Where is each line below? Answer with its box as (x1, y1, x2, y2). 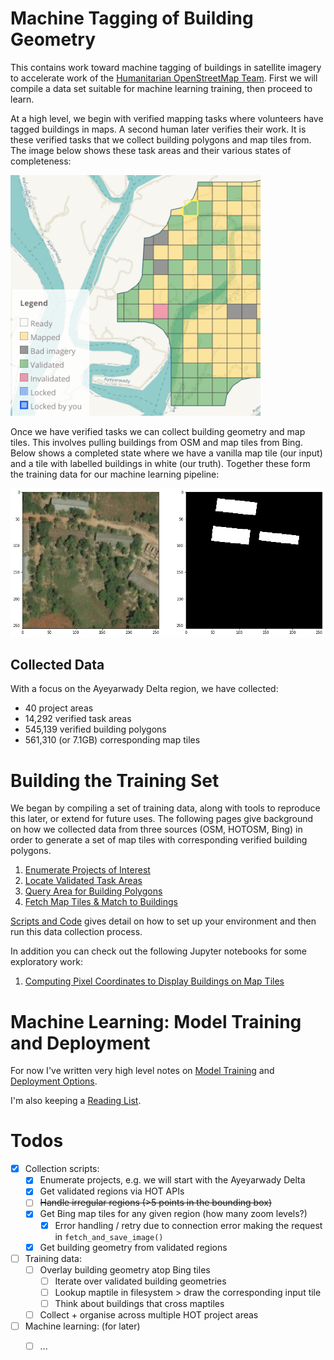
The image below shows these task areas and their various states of (10, 144, 292, 156)
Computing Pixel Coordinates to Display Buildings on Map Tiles (24, 975, 285, 987)
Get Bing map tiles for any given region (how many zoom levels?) (39, 1208, 308, 1220)
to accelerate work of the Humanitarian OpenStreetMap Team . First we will (10, 72, 318, 84)
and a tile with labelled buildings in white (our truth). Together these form (10, 457, 311, 469)
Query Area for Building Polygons (24, 885, 163, 897)
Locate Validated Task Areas (24, 875, 143, 887)
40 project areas (24, 702, 94, 714)
